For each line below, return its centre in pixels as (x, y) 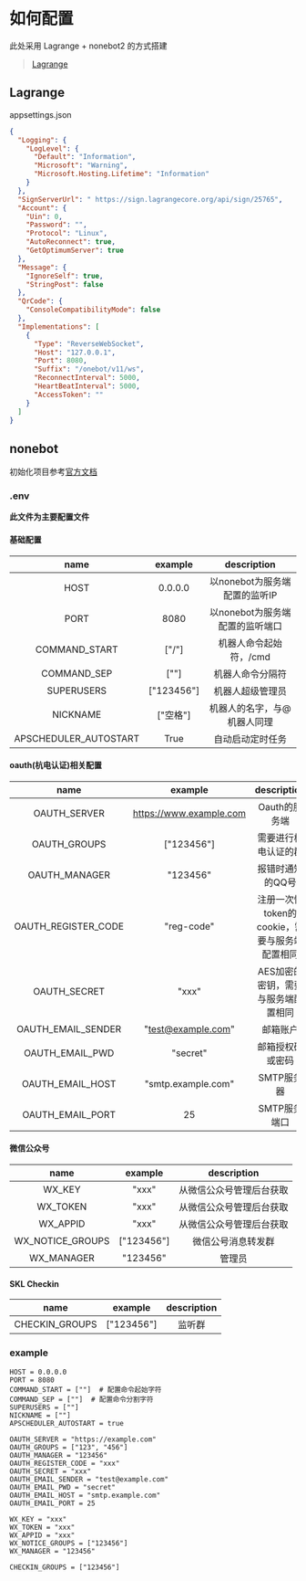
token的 (280, 912)
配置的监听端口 (250, 626)
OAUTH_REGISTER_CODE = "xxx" (65, 1463)
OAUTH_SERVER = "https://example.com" (83, 1439)
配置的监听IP (250, 595)
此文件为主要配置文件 (49, 517)
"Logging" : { (42, 140)
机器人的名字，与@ (250, 708)
